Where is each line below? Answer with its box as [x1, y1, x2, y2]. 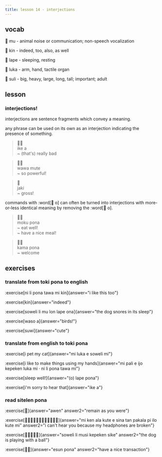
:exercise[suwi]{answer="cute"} [5, 327, 70, 333]
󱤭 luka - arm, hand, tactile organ [5, 66, 70, 72]
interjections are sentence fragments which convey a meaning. [5, 116, 131, 122]
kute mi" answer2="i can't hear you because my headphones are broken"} [5, 422, 155, 428]
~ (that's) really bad [17, 151, 57, 156]
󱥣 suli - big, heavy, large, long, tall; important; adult [5, 76, 108, 82]
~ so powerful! [17, 171, 47, 176]
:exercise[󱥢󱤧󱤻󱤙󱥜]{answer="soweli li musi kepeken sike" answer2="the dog [5, 432, 157, 438]
